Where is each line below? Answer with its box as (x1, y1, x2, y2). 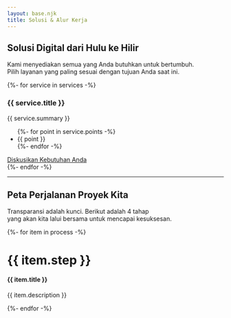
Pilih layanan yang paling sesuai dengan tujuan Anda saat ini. (7, 68, 180, 76)
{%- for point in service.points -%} (16, 127, 116, 135)
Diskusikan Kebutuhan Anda (7, 155, 87, 163)
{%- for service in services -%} (7, 81, 96, 90)
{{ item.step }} (7, 252, 91, 268)
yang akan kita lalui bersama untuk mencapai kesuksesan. (7, 215, 172, 223)
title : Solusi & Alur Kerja (7, 17, 88, 23)
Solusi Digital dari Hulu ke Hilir (7, 42, 140, 54)
